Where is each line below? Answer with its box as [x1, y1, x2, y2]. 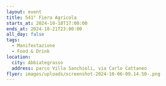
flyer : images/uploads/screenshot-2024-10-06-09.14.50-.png [6, 71, 161, 77]
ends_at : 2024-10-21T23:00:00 [6, 25, 83, 32]
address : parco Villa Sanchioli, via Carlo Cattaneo [11, 65, 147, 71]
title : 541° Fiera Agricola [6, 15, 77, 21]
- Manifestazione [11, 43, 56, 49]
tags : [6, 37, 20, 43]
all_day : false [6, 31, 45, 38]
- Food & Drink [11, 48, 50, 55]
